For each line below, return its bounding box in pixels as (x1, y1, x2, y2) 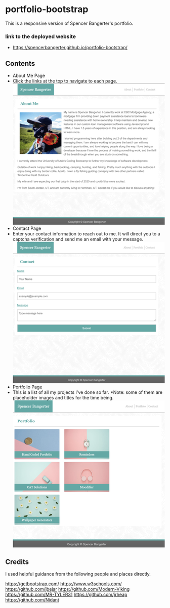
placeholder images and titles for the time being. (12, 394, 114, 400)
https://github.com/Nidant (5, 596, 60, 603)
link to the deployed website (5, 33, 76, 40)
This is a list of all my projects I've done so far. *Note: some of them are (12, 389, 163, 395)
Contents (5, 59, 35, 68)
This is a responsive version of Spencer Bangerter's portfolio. (5, 20, 134, 26)
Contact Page (12, 225, 41, 231)
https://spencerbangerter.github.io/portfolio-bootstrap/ (12, 45, 128, 51)
